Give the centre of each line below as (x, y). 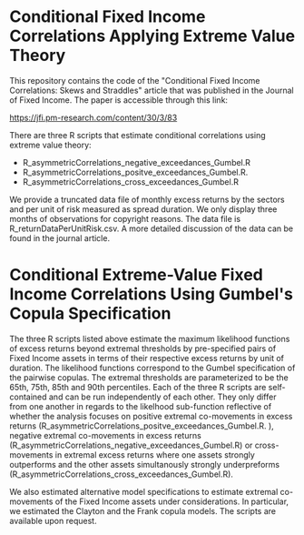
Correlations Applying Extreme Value (152, 36)
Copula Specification (90, 313)
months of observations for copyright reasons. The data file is (125, 218)
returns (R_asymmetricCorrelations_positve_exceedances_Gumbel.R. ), (142, 426)
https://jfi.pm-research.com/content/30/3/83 (93, 117)
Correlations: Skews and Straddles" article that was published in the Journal (152, 90)
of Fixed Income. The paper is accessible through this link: (119, 100)
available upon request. (53, 520)
